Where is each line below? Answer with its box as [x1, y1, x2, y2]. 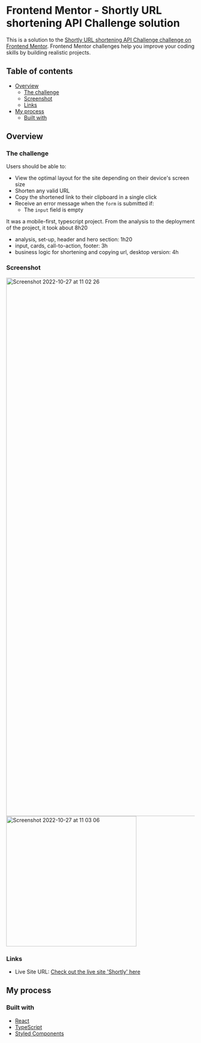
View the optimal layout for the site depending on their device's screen [14, 174, 190, 182]
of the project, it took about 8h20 [6, 224, 88, 231]
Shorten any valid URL [14, 187, 70, 195]
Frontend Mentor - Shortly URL [6, 4, 162, 17]
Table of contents [6, 66, 73, 77]
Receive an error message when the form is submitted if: [14, 200, 154, 207]
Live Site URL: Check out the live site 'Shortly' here [14, 968, 141, 975]
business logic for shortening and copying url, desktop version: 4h [14, 249, 179, 256]
